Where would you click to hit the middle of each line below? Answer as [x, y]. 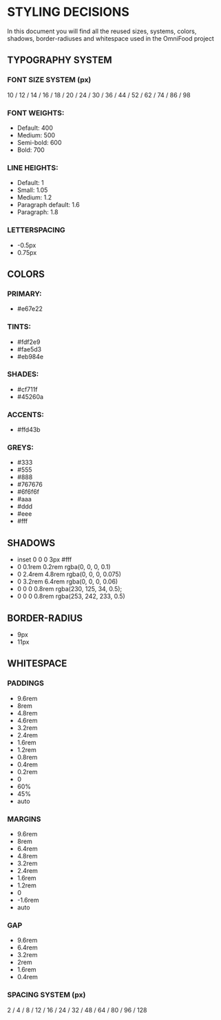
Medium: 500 [36, 135]
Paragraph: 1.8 [38, 212]
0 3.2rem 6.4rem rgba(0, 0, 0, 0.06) [67, 581]
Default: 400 [35, 128]
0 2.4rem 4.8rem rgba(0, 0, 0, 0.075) [69, 575]
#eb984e [30, 356]
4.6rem [27, 720]
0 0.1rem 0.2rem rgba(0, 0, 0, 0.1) [64, 567]
